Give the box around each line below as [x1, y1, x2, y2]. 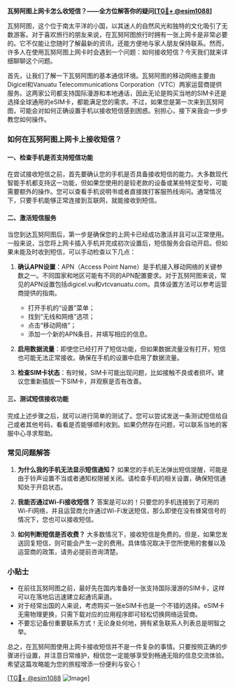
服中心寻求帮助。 [7, 429, 57, 437]
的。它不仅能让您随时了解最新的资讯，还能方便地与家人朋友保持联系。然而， [7, 39, 228, 48]
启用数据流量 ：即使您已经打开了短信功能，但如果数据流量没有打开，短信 [17, 345, 226, 353]
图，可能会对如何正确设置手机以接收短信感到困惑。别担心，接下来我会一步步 [7, 106, 228, 115]
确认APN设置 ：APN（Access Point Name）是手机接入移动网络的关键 [17, 262, 217, 271]
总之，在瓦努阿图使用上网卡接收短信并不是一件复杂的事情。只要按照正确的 [7, 643, 222, 651]
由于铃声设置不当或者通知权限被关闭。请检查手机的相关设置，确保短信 [17, 474, 220, 482]
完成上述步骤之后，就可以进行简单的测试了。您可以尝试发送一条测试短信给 [7, 411, 222, 420]
